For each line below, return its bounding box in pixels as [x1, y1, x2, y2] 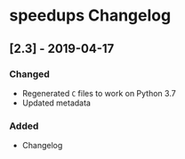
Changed [9, 68, 51, 80]
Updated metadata [21, 97, 92, 108]
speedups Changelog [9, 5, 172, 26]
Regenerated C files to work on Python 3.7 [21, 88, 176, 98]
